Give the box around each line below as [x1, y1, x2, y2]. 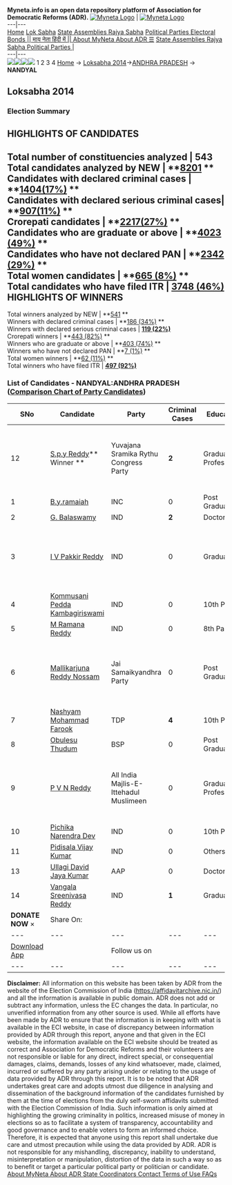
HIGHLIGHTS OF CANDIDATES [7, 128, 139, 139]
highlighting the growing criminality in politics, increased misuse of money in [7, 1111, 225, 1119]
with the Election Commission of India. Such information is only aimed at [7, 1104, 213, 1112]
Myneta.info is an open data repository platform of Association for [7, 6, 202, 14]
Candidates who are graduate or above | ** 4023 [7, 227, 222, 239]
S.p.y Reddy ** [50, 449, 99, 459]
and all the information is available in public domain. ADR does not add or [7, 994, 215, 1002]
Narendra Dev [50, 831, 96, 840]
